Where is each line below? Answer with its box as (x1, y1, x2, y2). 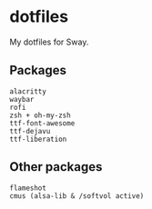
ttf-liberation (9, 134, 67, 144)
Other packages (9, 159, 103, 174)
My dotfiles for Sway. (9, 36, 89, 47)
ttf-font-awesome (9, 118, 76, 128)
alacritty (9, 86, 47, 96)
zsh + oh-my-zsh (9, 111, 71, 120)
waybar (9, 95, 35, 104)
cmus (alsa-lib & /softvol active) (9, 191, 145, 201)
